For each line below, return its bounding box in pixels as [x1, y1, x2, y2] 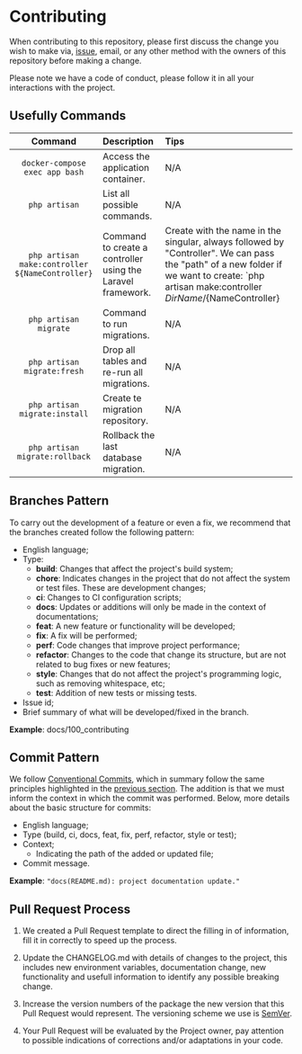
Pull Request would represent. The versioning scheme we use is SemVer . [22, 1008, 293, 1019]
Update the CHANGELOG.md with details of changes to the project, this [22, 952, 288, 963]
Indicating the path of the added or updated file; [35, 848, 214, 860]
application [102, 161, 150, 174]
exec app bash [23, 166, 84, 177]
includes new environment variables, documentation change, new [22, 962, 267, 973]
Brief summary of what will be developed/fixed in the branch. [22, 706, 250, 717]
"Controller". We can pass [164, 246, 275, 259]
